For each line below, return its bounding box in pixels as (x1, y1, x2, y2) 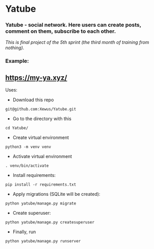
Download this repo (12, 97, 54, 103)
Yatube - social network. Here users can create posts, (5, 21, 141, 29)
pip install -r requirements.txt (5, 182, 76, 187)
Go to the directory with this (12, 116, 71, 122)
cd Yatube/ (5, 126, 29, 131)
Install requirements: (12, 172, 56, 178)
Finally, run (12, 229, 36, 235)
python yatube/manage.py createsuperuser (5, 220, 95, 225)
